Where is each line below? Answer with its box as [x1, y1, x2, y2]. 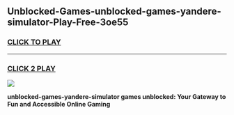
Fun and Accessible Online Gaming [7, 100, 111, 108]
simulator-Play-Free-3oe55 [7, 17, 129, 29]
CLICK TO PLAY [7, 38, 61, 47]
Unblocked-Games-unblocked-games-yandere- [7, 6, 221, 17]
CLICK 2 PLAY [7, 63, 56, 73]
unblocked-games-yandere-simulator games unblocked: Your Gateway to [7, 92, 226, 100]
